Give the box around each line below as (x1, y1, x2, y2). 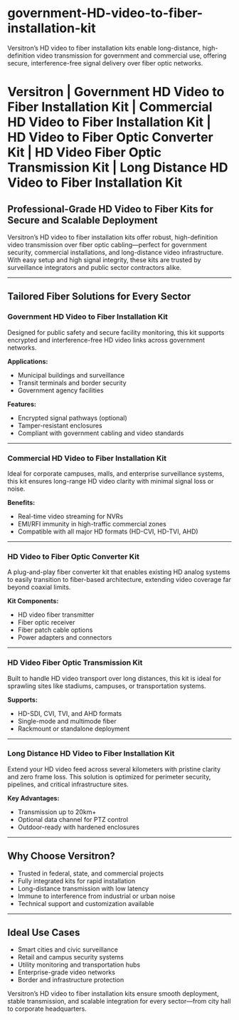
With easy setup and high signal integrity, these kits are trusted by (7, 255, 201, 264)
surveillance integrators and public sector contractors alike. (7, 263, 182, 271)
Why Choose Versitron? (7, 850, 116, 863)
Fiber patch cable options (17, 625, 93, 635)
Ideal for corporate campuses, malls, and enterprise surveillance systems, (7, 469, 225, 478)
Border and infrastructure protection (17, 976, 124, 984)
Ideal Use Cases (7, 927, 80, 939)
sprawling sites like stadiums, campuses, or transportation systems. (7, 682, 206, 690)
